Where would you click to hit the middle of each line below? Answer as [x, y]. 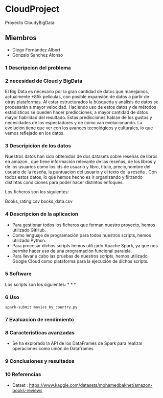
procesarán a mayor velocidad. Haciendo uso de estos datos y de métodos [81, 107]
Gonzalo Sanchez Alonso [37, 55]
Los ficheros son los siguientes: [37, 192]
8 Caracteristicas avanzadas [40, 333]
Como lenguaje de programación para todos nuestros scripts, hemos [81, 235]
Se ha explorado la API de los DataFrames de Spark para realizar [77, 343]
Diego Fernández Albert [36, 49]
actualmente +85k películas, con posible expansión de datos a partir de [77, 96]
